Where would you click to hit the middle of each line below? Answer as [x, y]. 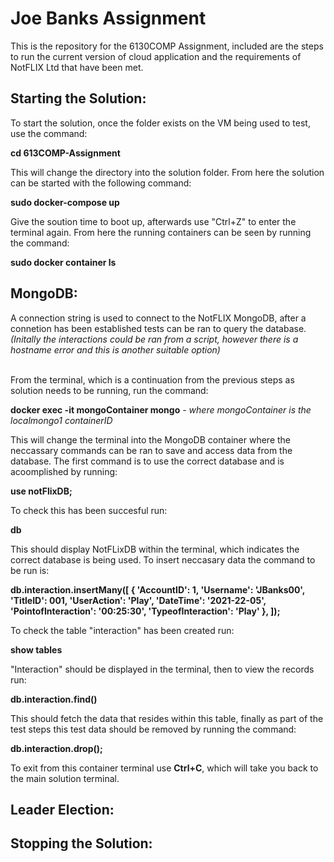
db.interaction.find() [54, 699]
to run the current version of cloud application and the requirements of [156, 56]
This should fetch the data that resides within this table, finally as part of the [167, 718]
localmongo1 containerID [61, 420]
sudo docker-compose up [65, 202]
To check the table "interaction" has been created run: [122, 630]
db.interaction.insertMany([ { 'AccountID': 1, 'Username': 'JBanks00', [158, 589]
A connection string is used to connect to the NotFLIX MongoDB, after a [158, 318]
